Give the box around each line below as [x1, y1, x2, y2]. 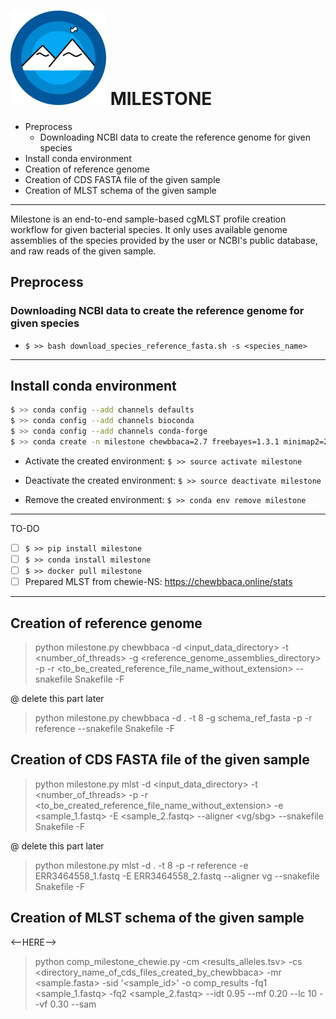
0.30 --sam [49, 998, 97, 1010]
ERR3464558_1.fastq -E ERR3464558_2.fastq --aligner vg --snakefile [34, 870, 320, 882]
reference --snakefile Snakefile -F [34, 723, 175, 734]
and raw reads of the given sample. [10, 245, 157, 257]
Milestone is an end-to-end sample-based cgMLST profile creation [10, 213, 287, 225]
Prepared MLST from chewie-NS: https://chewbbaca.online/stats [24, 576, 293, 588]
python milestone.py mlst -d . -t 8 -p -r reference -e [34, 859, 249, 871]
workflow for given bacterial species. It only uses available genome [10, 223, 288, 235]
